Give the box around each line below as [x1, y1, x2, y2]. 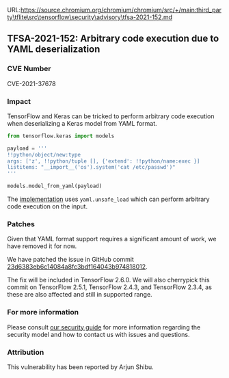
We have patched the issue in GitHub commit [7, 256, 135, 264]
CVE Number [7, 64, 51, 74]
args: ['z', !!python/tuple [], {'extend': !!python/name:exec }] [7, 157, 200, 165]
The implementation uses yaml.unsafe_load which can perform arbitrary [7, 195, 210, 204]
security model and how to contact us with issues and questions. [7, 330, 190, 338]
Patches [7, 219, 36, 229]
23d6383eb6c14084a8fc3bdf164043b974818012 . [7, 262, 148, 271]
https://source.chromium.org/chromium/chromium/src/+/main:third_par [20, 6, 222, 14]
